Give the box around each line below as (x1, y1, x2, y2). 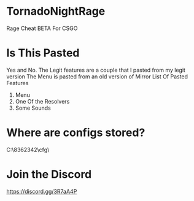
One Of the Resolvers (15, 97, 70, 105)
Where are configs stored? (6, 126, 145, 140)
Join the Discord (6, 167, 92, 181)
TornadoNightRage (6, 4, 106, 18)
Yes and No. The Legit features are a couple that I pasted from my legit (6, 66, 186, 74)
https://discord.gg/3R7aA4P (6, 188, 77, 195)
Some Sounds (15, 104, 51, 112)
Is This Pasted (6, 46, 80, 60)
